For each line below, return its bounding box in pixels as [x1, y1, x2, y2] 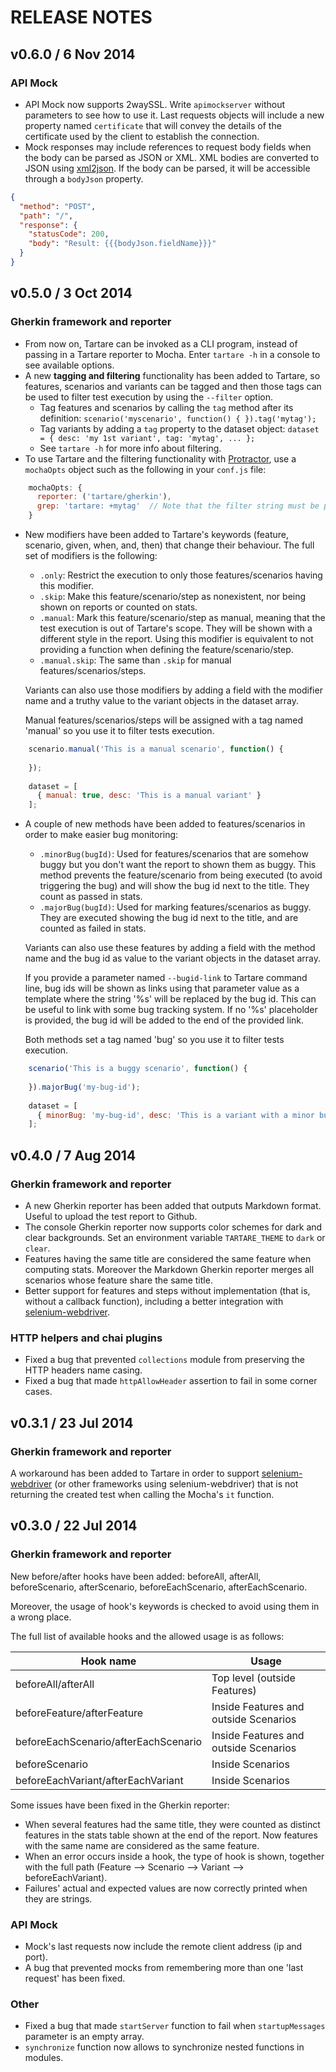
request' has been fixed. [24, 1972, 126, 1984]
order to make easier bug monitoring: [24, 829, 179, 841]
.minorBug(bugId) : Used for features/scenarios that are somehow [39, 848, 309, 860]
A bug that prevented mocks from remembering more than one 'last [24, 1961, 304, 1973]
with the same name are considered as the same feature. [24, 1839, 260, 1851]
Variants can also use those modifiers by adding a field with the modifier [24, 684, 323, 696]
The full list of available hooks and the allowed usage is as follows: [10, 1630, 285, 1642]
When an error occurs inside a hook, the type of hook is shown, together [24, 1850, 325, 1862]
